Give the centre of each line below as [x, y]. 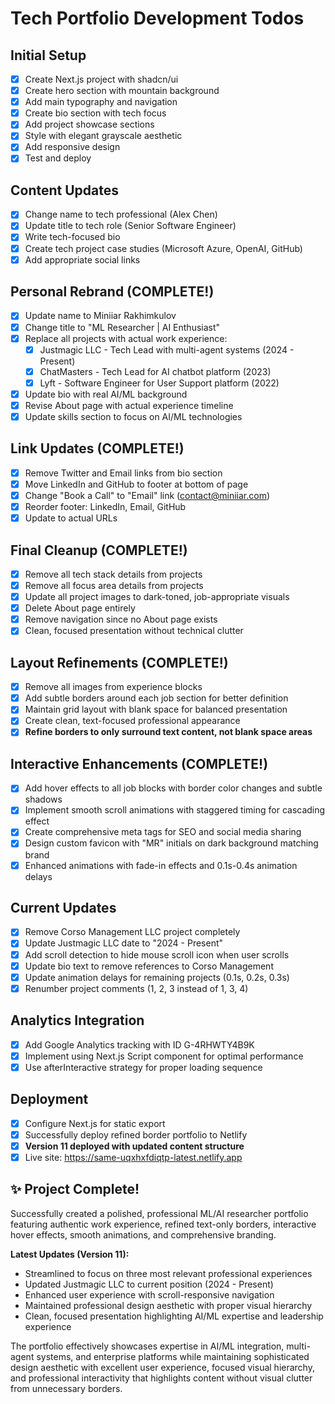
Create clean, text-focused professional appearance [132, 721]
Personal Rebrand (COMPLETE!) [112, 292]
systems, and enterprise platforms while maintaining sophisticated [173, 1356]
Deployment [49, 1099]
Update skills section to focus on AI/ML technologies [133, 416]
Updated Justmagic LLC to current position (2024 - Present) [149, 1284]
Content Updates [65, 190]
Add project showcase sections [89, 124]
